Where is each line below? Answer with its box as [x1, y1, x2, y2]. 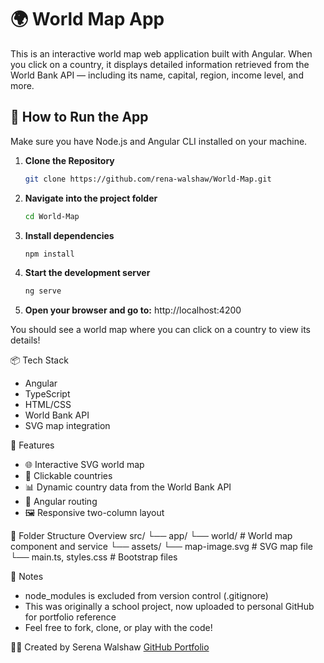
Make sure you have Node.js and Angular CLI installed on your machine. [10, 135, 308, 147]
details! [10, 334, 41, 346]
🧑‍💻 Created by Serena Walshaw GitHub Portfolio [10, 641, 210, 653]
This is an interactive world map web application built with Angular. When [10, 47, 313, 60]
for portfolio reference [24, 611, 117, 623]
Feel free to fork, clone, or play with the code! [24, 622, 213, 634]
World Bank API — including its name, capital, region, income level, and [10, 69, 304, 81]
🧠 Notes [10, 571, 44, 583]
